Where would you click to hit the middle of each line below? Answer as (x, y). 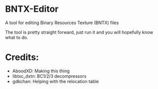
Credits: (22, 57)
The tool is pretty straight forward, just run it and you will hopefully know (79, 32)
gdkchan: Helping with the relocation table (55, 81)
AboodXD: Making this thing (41, 71)
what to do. (17, 37)
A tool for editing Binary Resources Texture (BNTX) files (62, 23)
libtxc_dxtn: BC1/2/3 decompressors (49, 76)
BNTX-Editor (32, 9)
